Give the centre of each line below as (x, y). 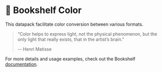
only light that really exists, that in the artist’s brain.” (71, 39)
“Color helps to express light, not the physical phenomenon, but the (87, 34)
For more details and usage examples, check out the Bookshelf (70, 59)
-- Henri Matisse (34, 49)
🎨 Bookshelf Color (43, 10)
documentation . (22, 64)
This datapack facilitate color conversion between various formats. (74, 24)
